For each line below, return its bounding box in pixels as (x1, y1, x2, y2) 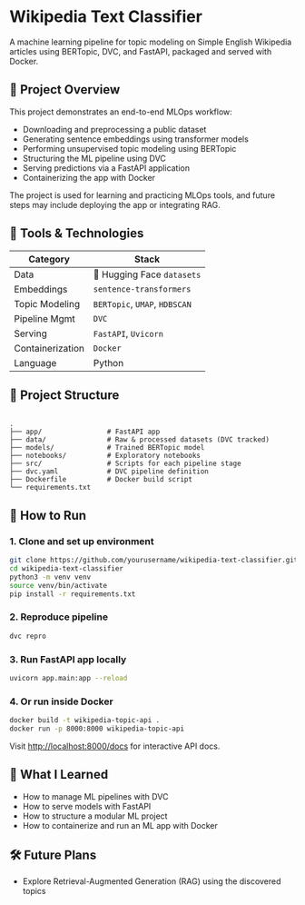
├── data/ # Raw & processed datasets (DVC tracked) (9, 435, 271, 444)
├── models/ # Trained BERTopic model (9, 443, 205, 452)
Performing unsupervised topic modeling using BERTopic (22, 143, 237, 154)
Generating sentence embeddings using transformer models (22, 134, 250, 144)
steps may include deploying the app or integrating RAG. (9, 199, 221, 210)
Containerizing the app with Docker (22, 172, 156, 183)
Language (14, 356, 57, 369)
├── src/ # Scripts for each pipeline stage (9, 459, 242, 469)
